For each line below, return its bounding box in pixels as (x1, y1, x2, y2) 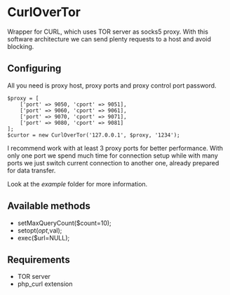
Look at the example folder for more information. (7, 179, 148, 188)
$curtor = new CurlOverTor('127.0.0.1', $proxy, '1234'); (7, 131, 180, 139)
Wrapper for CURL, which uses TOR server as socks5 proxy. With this (7, 27, 209, 36)
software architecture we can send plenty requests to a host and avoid (7, 34, 212, 43)
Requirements (7, 254, 70, 266)
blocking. (7, 42, 34, 50)
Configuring (7, 62, 62, 74)
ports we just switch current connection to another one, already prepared (7, 158, 219, 167)
